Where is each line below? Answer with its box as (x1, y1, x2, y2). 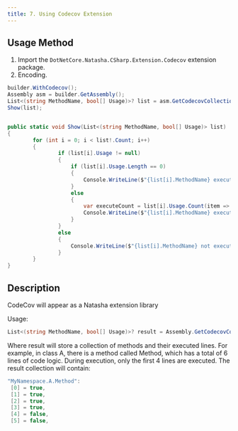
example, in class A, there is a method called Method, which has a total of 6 (7, 348, 228, 357)
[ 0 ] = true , (10, 384, 46, 391)
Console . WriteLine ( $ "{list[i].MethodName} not (70, 243, 211, 250)
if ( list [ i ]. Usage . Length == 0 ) (70, 163, 166, 171)
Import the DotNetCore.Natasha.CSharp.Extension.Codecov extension (17, 55, 217, 64)
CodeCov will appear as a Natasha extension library (7, 301, 159, 309)
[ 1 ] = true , (10, 390, 46, 398)
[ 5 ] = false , (10, 417, 50, 425)
